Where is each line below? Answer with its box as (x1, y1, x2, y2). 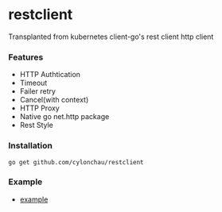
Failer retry (19, 87, 56, 96)
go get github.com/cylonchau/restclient (8, 158, 145, 166)
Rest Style (19, 121, 53, 130)
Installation (8, 141, 53, 152)
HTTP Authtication (19, 70, 81, 79)
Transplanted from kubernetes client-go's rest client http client (8, 32, 214, 41)
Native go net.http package (19, 112, 110, 121)
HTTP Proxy (19, 103, 60, 113)
